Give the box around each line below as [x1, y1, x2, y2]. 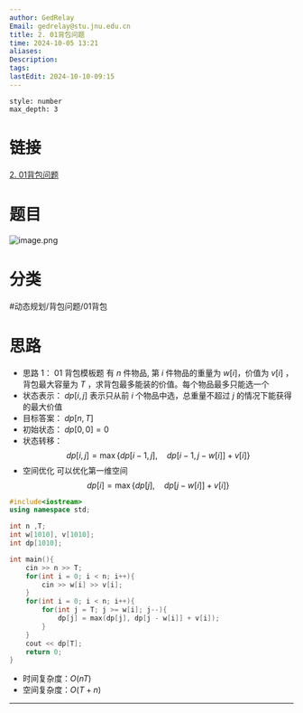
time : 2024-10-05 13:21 [9, 38, 99, 48]
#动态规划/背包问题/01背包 [9, 300, 108, 312]
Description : [9, 55, 59, 64]
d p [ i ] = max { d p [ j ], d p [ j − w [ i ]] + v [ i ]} [87, 480, 230, 491]
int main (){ [9, 555, 54, 564]
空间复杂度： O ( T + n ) [22, 684, 102, 696]
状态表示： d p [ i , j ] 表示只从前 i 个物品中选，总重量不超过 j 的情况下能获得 [22, 389, 292, 400]
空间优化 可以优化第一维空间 [22, 464, 128, 475]
